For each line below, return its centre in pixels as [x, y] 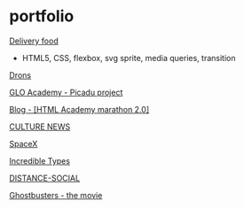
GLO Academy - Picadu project [66, 92]
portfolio [42, 16]
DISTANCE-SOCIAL [45, 178]
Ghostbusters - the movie [56, 195]
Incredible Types [40, 160]
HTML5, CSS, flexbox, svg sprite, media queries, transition [129, 58]
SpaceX [24, 143]
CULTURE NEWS [40, 127]
